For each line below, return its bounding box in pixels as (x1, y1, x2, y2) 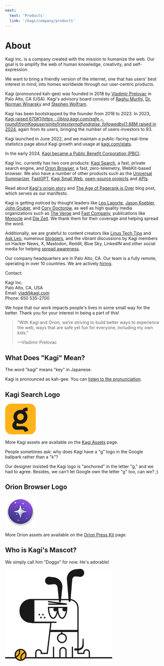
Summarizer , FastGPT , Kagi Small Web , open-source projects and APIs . (5, 176, 149, 181)
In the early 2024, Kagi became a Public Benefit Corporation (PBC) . (5, 151, 141, 156)
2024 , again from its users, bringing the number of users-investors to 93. (5, 127, 153, 132)
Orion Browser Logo (5, 483, 68, 491)
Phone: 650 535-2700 (5, 295, 50, 301)
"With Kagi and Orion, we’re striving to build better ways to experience (17, 319, 160, 326)
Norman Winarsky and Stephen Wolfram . (5, 101, 88, 107)
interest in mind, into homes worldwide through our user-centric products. (5, 81, 155, 87)
